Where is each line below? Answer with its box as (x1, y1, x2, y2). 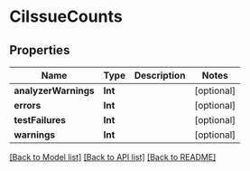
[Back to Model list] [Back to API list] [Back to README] (9, 152, 217, 162)
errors (14, 100, 42, 111)
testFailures (14, 114, 66, 126)
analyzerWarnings (14, 84, 95, 97)
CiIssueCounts (9, 6, 124, 27)
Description (134, 70, 186, 81)
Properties (9, 43, 70, 58)
